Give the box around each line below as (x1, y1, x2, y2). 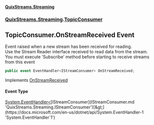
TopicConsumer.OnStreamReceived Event (5, 31, 135, 39)
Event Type (5, 88, 28, 94)
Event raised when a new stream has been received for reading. (5, 44, 132, 49)
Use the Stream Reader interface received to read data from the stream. (5, 49, 148, 55)
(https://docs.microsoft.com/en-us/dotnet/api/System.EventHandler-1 (5, 109, 144, 115)
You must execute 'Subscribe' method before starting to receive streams (5, 54, 150, 60)
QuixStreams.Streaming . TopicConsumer (5, 16, 103, 23)
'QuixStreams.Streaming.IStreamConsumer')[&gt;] (5, 104, 105, 110)
